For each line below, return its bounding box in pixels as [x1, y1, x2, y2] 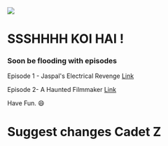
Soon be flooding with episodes [7, 56, 118, 66]
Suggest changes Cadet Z [7, 124, 162, 140]
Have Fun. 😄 [7, 99, 45, 107]
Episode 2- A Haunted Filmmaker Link [7, 86, 117, 94]
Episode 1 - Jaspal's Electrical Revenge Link [7, 72, 134, 80]
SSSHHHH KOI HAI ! [7, 31, 125, 47]
